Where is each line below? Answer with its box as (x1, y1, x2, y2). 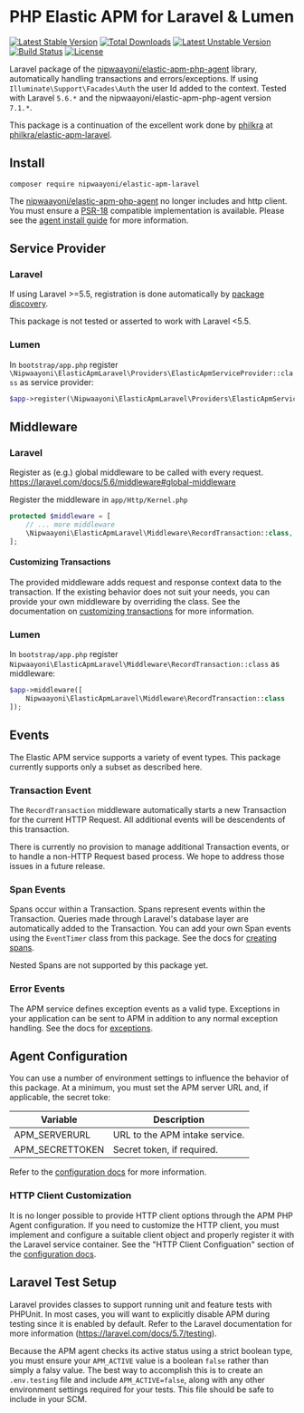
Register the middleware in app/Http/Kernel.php (9, 494, 188, 505)
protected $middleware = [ (9, 512, 111, 521)
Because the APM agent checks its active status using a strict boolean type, (9, 1345, 293, 1356)
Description (153, 1113, 205, 1126)
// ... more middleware (25, 520, 116, 529)
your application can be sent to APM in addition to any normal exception (9, 1012, 279, 1023)
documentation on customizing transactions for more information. (9, 605, 255, 616)
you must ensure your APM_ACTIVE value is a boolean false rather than (9, 1355, 270, 1366)
